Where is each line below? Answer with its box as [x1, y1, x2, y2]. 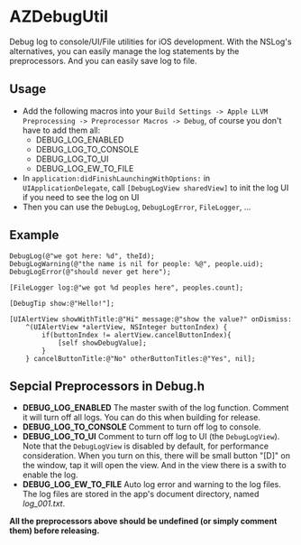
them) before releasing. [9, 525, 100, 536]
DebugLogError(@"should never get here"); [9, 267, 171, 276]
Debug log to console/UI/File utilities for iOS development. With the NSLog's [9, 36, 292, 47]
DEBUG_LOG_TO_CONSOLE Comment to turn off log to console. [22, 421, 261, 432]
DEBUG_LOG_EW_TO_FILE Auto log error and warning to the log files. [22, 479, 282, 490]
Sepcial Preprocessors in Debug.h [9, 378, 205, 393]
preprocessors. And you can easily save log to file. [9, 55, 197, 66]
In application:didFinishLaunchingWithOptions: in [22, 172, 211, 183]
